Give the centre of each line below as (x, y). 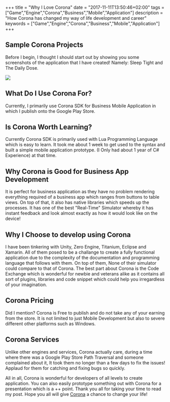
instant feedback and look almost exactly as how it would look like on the (82, 213)
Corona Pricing (29, 301)
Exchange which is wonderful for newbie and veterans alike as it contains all (85, 274)
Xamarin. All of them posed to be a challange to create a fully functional (80, 252)
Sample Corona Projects (44, 45)
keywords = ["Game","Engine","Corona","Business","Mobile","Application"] (82, 23)
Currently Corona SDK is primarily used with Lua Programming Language (82, 139)
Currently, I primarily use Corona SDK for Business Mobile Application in (81, 106)
